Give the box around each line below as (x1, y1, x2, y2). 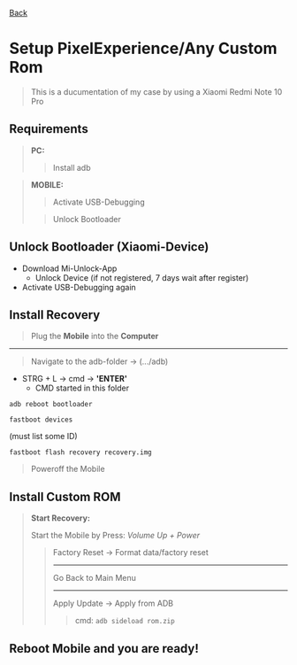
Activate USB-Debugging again (21, 282, 137, 292)
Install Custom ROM (9, 489, 121, 504)
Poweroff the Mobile (30, 464, 105, 475)
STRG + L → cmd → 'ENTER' (21, 374, 128, 384)
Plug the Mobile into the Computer (30, 331, 159, 342)
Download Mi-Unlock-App (21, 263, 118, 274)
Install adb (52, 162, 91, 173)
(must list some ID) (9, 431, 78, 442)
